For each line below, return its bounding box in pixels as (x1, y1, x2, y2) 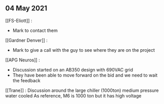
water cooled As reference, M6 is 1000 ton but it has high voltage (5, 92, 142, 98)
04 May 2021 (5, 4, 48, 13)
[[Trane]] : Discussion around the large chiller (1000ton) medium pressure (5, 87, 159, 93)
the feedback (12, 77, 40, 83)
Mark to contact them (12, 27, 58, 33)
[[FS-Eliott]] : (5, 17, 32, 23)
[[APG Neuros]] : (5, 57, 40, 63)
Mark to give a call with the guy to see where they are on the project (12, 47, 155, 53)
